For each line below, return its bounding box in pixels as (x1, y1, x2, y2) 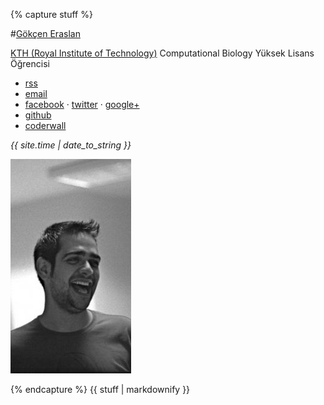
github (24, 109, 52, 121)
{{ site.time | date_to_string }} (10, 139, 132, 151)
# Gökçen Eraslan (10, 28, 81, 39)
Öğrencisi (10, 58, 50, 69)
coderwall (24, 120, 67, 131)
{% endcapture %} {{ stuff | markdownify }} (10, 384, 191, 395)
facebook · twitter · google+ (24, 99, 140, 110)
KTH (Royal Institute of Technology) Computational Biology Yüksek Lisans (10, 47, 315, 59)
